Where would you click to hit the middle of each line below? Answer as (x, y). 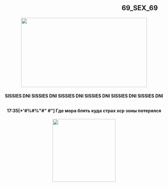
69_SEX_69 (140, 8)
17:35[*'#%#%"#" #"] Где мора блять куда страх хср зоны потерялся (84, 110)
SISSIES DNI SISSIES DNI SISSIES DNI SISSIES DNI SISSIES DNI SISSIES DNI (84, 96)
